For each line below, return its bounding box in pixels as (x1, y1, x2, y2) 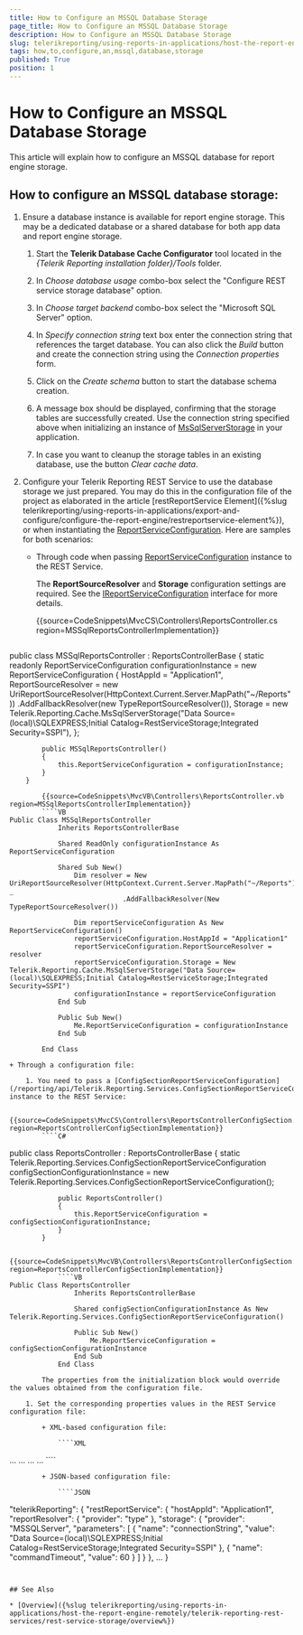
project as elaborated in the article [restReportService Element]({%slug (22, 495, 288, 506)
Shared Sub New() (57, 863, 124, 872)
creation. (35, 385, 69, 396)
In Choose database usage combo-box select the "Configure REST (35, 275, 287, 285)
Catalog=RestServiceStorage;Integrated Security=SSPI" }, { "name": (9, 1542, 263, 1553)
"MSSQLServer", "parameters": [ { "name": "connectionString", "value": (9, 1523, 275, 1534)
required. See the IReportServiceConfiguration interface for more (35, 588, 278, 599)
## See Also (9, 1584, 54, 1594)
